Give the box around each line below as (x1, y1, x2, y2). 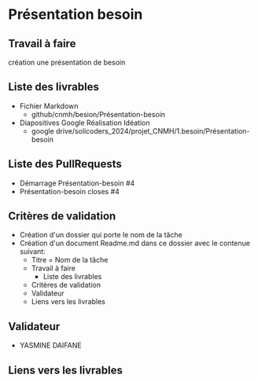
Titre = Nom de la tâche (31, 255, 109, 265)
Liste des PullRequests (8, 157, 122, 171)
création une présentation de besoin (8, 57, 126, 67)
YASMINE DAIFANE (19, 340, 82, 351)
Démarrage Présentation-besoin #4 (19, 178, 135, 188)
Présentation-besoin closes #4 (19, 186, 120, 196)
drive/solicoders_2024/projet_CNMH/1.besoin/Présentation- (56, 126, 250, 135)
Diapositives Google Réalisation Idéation (19, 118, 150, 127)
